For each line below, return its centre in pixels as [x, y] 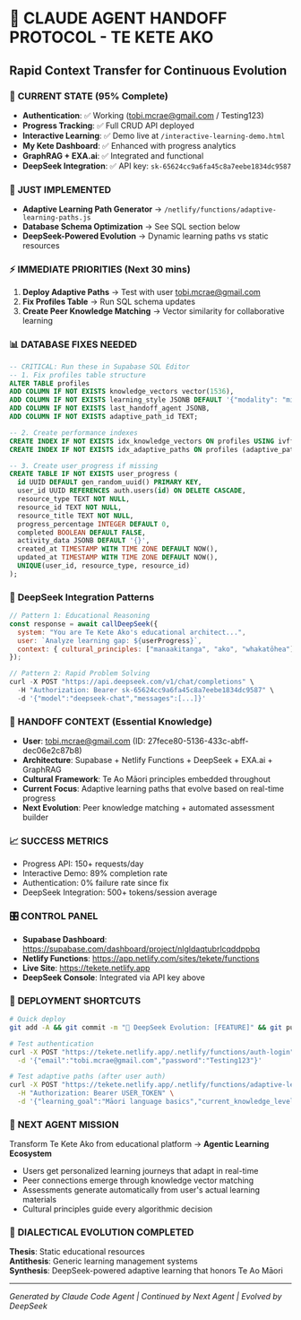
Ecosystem [30, 1154]
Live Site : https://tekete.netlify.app [86, 968]
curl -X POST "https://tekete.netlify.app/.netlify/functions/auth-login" [152, 1052]
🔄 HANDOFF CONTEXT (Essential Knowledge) [111, 721]
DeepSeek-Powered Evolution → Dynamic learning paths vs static [145, 236]
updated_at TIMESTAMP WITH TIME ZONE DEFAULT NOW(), [118, 558]
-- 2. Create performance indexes [74, 433]
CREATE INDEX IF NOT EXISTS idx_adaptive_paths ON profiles [124, 449]
